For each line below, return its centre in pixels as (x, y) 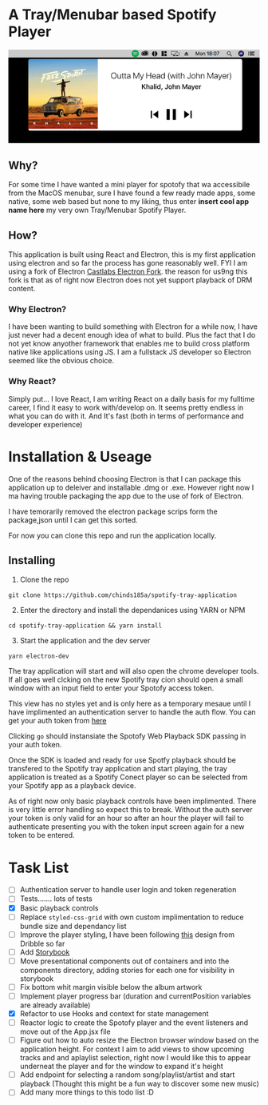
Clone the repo (44, 580)
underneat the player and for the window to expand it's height (121, 1067)
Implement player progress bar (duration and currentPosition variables (135, 996)
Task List (39, 868)
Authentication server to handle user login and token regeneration (128, 890)
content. (22, 289)
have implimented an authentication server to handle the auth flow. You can (132, 712)
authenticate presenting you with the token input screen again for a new (126, 827)
